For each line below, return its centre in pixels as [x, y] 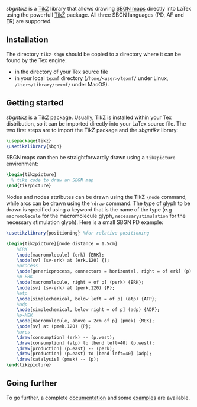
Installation [27, 40]
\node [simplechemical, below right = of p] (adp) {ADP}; [88, 310]
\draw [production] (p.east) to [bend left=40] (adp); [84, 354]
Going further [32, 384]
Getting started [35, 103]
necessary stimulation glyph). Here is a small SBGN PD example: [85, 222]
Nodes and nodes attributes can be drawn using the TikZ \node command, [97, 197]
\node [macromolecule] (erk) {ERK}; [61, 255]
